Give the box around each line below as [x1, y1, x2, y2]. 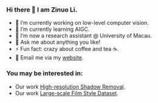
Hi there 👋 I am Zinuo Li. [6, 5, 78, 14]
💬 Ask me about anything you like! [15, 39, 101, 46]
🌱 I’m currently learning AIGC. [15, 25, 90, 33]
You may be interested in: [6, 69, 83, 78]
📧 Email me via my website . [15, 54, 84, 61]
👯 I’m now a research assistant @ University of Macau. [15, 32, 152, 39]
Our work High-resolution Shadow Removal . [15, 83, 126, 90]
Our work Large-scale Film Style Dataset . [15, 89, 118, 96]
